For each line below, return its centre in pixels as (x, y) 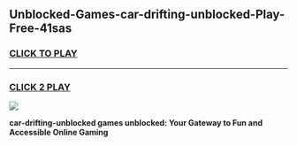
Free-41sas (41, 29)
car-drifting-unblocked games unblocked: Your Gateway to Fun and (136, 122)
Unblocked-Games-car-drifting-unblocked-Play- (147, 15)
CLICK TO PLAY (43, 54)
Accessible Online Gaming (59, 132)
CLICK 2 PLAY (40, 87)
